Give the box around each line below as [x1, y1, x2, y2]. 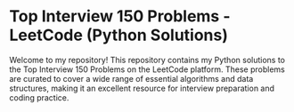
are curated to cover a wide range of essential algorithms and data [9, 73, 254, 84]
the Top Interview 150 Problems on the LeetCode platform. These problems [9, 64, 285, 75]
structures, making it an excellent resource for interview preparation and [9, 83, 274, 93]
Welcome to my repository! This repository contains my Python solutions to [9, 54, 286, 65]
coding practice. [9, 92, 69, 103]
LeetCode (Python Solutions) [9, 25, 229, 45]
